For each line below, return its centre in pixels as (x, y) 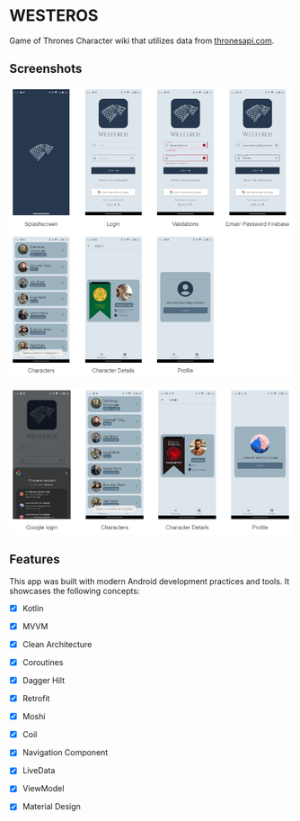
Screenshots (46, 69)
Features (35, 559)
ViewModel (43, 789)
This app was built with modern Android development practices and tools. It (150, 581)
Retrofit (36, 699)
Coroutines (43, 662)
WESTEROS (54, 16)
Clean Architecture (57, 644)
